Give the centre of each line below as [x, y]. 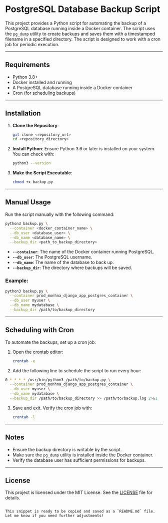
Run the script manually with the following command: [60, 214]
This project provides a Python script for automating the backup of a [76, 23]
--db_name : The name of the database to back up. [63, 263]
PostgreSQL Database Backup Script [83, 9]
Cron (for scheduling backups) [44, 93]
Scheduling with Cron [39, 330]
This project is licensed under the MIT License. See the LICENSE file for [79, 492]
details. [13, 498]
